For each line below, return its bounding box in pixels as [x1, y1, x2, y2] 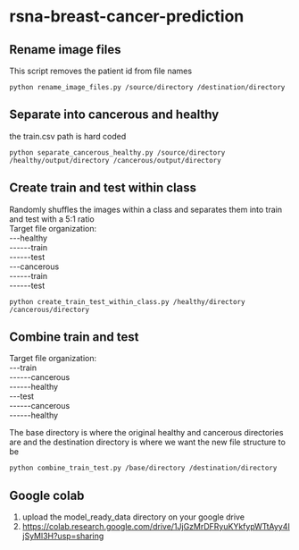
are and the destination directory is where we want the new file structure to [9, 436, 286, 448]
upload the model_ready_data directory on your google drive [21, 512, 245, 522]
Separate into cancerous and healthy [9, 107, 220, 123]
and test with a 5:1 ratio [9, 213, 96, 224]
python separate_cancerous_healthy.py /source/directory [9, 148, 226, 157]
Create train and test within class [9, 181, 197, 196]
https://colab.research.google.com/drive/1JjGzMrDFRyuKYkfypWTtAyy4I [21, 521, 290, 532]
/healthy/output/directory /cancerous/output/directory [9, 156, 221, 165]
